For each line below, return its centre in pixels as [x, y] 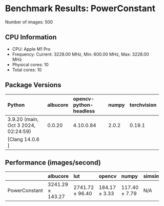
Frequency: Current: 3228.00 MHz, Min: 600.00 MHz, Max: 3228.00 [81, 54]
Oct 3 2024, [21, 125]
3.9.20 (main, [23, 119]
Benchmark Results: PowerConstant [80, 9]
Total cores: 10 [27, 70]
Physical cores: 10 [30, 64]
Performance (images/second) [53, 162]
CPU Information [31, 37]
